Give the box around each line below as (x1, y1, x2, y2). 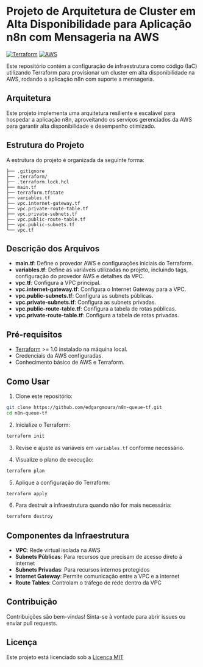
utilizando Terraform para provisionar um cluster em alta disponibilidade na (6, 68, 195, 76)
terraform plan (6, 468, 45, 474)
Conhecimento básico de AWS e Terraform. (15, 359, 125, 366)
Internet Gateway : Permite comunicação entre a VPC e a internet (15, 573, 180, 580)
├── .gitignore (6, 168, 45, 174)
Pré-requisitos (6, 329, 63, 340)
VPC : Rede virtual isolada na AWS (15, 547, 101, 554)
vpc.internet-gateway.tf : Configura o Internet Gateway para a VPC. (15, 286, 187, 293)
